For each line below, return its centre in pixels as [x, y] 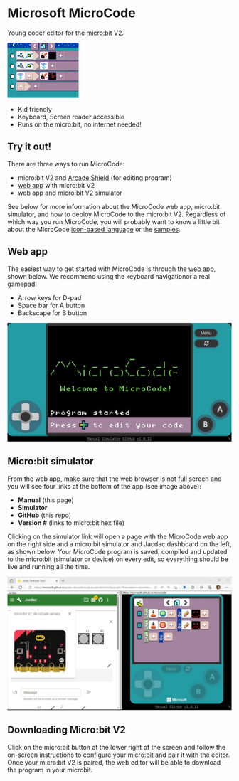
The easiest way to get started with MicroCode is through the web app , [112, 269]
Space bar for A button [51, 305]
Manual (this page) [46, 500]
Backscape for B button [52, 313]
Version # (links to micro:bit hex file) [71, 522]
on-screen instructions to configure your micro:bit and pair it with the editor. [119, 755]
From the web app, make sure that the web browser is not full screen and [115, 479]
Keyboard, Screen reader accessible [71, 117]
